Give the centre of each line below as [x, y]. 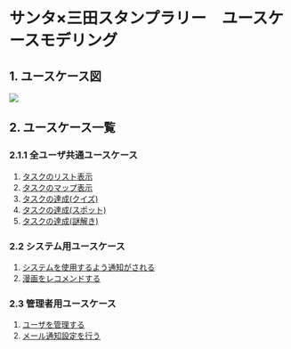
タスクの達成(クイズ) [60, 199]
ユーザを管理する [53, 325]
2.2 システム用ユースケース [67, 246]
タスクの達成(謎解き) [61, 221]
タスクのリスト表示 [57, 176]
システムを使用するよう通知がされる [89, 267]
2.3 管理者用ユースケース [63, 304]
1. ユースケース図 [56, 76]
